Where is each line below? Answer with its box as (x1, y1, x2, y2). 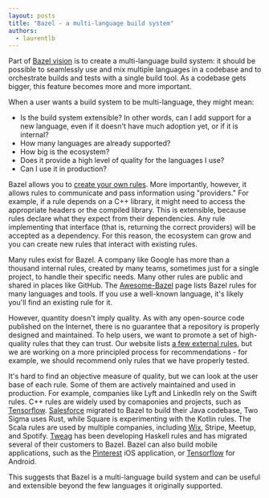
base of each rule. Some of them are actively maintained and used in (8, 380, 236, 390)
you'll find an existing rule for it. (8, 298, 113, 308)
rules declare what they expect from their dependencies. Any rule (8, 214, 226, 223)
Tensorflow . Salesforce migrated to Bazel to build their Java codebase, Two (8, 406, 259, 415)
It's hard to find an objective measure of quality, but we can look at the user (8, 371, 259, 382)
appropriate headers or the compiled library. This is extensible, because (8, 206, 247, 215)
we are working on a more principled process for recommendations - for (8, 347, 248, 357)
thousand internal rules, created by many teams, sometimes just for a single (8, 263, 259, 273)
